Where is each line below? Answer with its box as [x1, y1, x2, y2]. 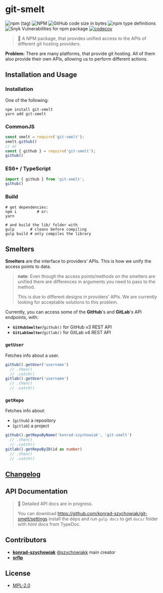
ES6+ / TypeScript [5, 165, 51, 172]
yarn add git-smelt [5, 111, 46, 117]
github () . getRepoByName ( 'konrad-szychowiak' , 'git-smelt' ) [5, 433, 132, 438]
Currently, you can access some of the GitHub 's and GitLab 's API [5, 309, 142, 315]
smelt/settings [17, 516, 48, 522]
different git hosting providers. [17, 40, 81, 46]
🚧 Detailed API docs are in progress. [17, 501, 93, 507]
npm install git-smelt [5, 107, 53, 112]
